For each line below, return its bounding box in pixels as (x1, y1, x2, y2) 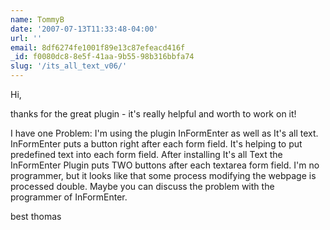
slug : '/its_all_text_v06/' (10, 61, 128, 71)
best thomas (10, 211, 62, 222)
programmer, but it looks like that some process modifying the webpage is (10, 170, 317, 181)
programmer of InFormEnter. (10, 191, 128, 203)
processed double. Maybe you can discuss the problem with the (10, 181, 275, 192)
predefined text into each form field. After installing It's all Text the (10, 149, 283, 160)
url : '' (10, 33, 43, 43)
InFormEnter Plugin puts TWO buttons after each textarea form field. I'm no (10, 159, 320, 171)
